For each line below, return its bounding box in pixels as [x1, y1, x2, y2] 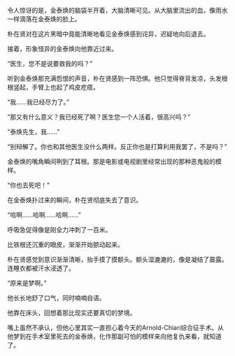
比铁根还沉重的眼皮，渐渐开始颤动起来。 [7, 241, 124, 248]
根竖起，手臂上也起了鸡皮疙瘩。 [7, 83, 99, 91]
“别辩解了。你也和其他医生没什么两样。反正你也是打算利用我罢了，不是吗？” [7, 143, 227, 150]
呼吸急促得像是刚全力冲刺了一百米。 [7, 226, 112, 234]
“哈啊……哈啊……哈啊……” [7, 211, 82, 219]
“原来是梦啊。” [7, 279, 47, 287]
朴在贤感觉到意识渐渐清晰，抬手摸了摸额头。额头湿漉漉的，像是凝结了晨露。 [7, 255, 228, 264]
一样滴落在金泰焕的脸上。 [7, 15, 81, 23]
